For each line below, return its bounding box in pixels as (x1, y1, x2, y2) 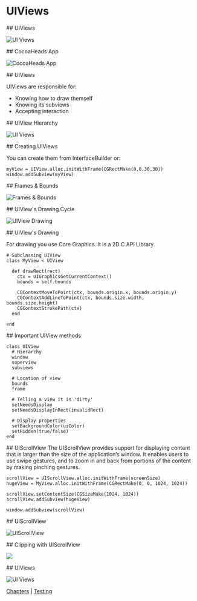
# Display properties (11, 418, 66, 424)
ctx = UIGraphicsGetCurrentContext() (17, 274, 112, 280)
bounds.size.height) (6, 300, 59, 306)
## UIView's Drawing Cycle (6, 205, 75, 212)
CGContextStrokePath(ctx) (17, 305, 83, 311)
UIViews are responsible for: (6, 83, 77, 90)
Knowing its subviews (15, 101, 69, 108)
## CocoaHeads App (6, 47, 59, 55)
